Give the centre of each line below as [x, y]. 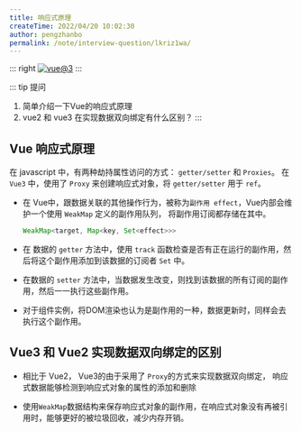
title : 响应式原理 [41, 18]
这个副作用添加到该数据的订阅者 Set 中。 [114, 260]
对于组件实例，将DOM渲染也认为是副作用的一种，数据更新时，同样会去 [154, 310]
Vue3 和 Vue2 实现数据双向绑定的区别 [116, 353]
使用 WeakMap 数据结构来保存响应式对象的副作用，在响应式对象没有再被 [151, 406]
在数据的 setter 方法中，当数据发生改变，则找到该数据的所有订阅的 [147, 280]
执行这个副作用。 [54, 321]
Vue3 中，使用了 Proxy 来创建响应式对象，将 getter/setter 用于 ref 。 [137, 183]
